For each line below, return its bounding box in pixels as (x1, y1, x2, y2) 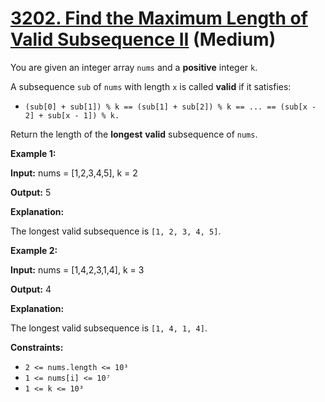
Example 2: (10, 244, 58, 256)
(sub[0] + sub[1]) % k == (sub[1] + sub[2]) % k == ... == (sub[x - (24, 102, 317, 112)
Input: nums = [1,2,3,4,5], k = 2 (10, 167, 138, 179)
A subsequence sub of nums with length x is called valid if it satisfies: (10, 80, 292, 92)
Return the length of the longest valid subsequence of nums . (10, 128, 258, 140)
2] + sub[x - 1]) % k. (24, 110, 120, 121)
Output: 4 (10, 283, 52, 295)
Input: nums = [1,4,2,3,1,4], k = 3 (10, 263, 145, 276)
